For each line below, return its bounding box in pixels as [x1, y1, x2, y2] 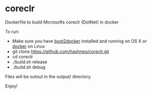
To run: [5, 28, 20, 34]
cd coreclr [12, 53, 33, 59]
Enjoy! [5, 83, 18, 89]
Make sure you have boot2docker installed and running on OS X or [12, 38, 147, 44]
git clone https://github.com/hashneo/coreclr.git [12, 48, 109, 54]
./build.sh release [12, 59, 48, 65]
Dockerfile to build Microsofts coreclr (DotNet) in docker [5, 19, 119, 25]
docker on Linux [12, 43, 45, 49]
